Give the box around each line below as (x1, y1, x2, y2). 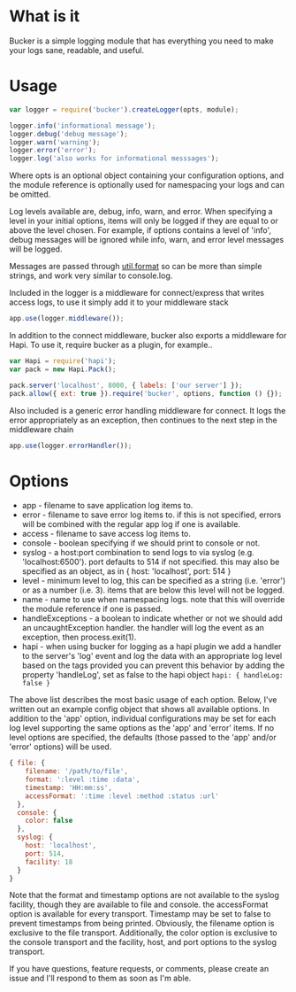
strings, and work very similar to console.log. (9, 270, 173, 281)
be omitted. (9, 189, 51, 200)
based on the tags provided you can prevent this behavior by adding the (21, 660, 285, 670)
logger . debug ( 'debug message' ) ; (9, 129, 128, 138)
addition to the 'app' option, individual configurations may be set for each (9, 713, 277, 724)
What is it (9, 6, 80, 27)
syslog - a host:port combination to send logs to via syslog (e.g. (21, 547, 254, 558)
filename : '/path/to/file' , (25, 767, 128, 776)
